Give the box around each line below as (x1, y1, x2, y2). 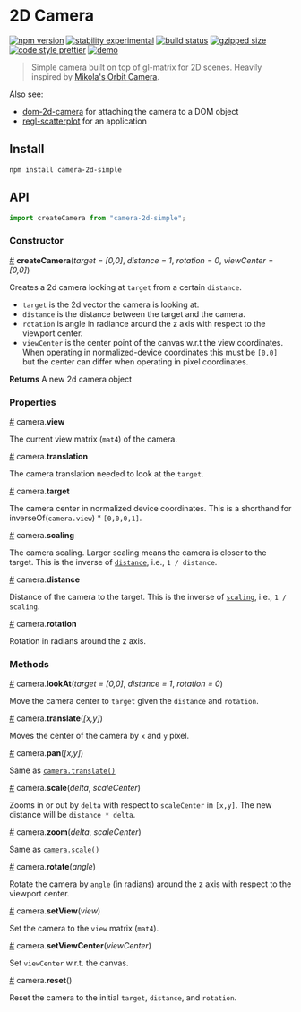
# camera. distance (9, 574, 81, 585)
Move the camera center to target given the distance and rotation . (9, 696, 259, 707)
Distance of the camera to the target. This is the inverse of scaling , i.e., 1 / (9, 592, 287, 603)
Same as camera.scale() (9, 844, 100, 855)
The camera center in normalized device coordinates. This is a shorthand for (9, 503, 292, 514)
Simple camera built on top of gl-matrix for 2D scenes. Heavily (30, 62, 262, 73)
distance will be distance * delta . (9, 810, 136, 820)
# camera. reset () (9, 975, 73, 986)
